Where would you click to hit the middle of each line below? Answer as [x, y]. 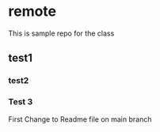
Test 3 [21, 102]
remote [32, 11]
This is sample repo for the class [61, 33]
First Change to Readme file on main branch [80, 119]
